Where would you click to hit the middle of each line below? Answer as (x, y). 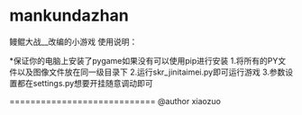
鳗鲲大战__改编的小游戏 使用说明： (73, 41)
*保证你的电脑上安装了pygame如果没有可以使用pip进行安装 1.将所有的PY (144, 60)
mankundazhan (69, 16)
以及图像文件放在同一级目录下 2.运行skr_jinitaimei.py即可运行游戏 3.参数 (151, 72)
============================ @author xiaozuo (115, 101)
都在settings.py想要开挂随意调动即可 (85, 83)
